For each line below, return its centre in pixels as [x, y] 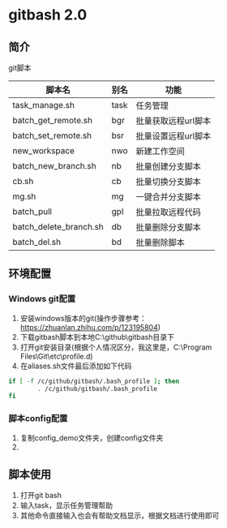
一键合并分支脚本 [168, 197]
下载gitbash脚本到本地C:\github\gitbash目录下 [97, 337]
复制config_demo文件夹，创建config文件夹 [92, 438]
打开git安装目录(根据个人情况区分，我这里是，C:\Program [116, 347]
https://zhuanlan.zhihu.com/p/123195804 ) [90, 327]
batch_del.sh [37, 242]
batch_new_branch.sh [54, 166]
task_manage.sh [44, 105]
